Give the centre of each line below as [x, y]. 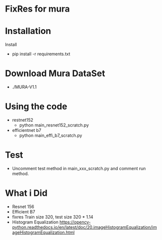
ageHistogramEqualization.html [43, 232]
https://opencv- [75, 222]
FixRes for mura [38, 9]
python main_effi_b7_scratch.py [51, 135]
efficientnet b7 [27, 130]
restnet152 [23, 120]
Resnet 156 [23, 207]
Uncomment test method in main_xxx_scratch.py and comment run [79, 168]
